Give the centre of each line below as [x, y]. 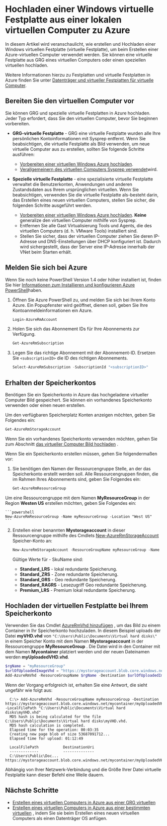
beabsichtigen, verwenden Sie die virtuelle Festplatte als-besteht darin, [85, 194]
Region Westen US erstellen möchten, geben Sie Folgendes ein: [71, 503]
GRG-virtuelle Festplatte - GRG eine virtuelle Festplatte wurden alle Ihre [86, 133]
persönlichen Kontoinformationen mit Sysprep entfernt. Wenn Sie [79, 138]
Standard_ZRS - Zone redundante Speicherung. [69, 574]
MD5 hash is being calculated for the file [55, 717]
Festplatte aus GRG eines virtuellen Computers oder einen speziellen [76, 60]
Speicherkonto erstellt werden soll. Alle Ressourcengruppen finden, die [85, 474]
